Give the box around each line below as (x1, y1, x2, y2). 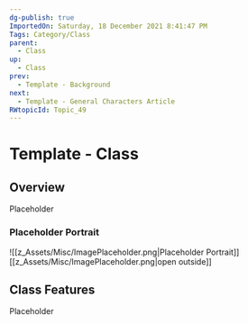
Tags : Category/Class (9, 30, 91, 39)
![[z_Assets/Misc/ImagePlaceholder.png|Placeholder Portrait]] (9, 247, 240, 257)
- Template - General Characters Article (17, 96, 176, 106)
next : (9, 88, 30, 97)
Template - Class (9, 144, 140, 165)
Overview (9, 179, 66, 194)
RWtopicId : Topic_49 (9, 105, 87, 114)
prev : (9, 72, 30, 81)
